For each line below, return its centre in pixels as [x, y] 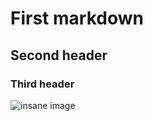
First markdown [77, 18]
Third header [42, 84]
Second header [59, 55]
